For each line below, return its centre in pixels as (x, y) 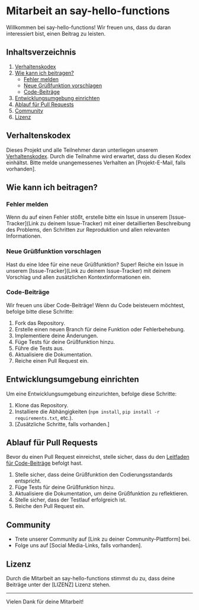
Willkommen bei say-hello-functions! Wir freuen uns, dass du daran (89, 27)
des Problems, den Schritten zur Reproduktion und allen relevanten (88, 230)
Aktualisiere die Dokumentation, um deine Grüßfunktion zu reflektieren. (101, 494)
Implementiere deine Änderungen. (56, 336)
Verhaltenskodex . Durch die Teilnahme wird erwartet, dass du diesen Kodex (99, 156)
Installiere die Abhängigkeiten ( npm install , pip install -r (87, 411)
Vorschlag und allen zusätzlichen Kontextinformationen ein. (78, 277)
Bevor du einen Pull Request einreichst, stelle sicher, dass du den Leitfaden (98, 457)
